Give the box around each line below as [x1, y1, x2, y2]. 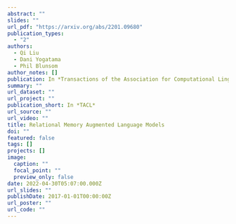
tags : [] [7, 141, 33, 148]
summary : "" [7, 82, 42, 89]
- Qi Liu [13, 50, 39, 57]
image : [7, 154, 27, 162]
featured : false [7, 134, 55, 141]
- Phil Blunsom [13, 62, 58, 70]
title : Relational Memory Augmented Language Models [7, 121, 165, 129]
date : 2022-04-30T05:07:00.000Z [7, 180, 102, 187]
